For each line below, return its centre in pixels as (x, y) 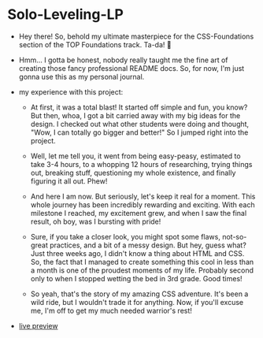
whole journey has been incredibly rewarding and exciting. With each (143, 204)
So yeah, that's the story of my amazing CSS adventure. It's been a (139, 294)
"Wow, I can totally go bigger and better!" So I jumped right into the (139, 132)
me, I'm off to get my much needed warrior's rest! (111, 310)
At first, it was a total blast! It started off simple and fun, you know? (139, 107)
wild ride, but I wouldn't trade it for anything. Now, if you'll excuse (137, 302)
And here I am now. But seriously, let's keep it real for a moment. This (143, 196)
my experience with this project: (71, 91)
